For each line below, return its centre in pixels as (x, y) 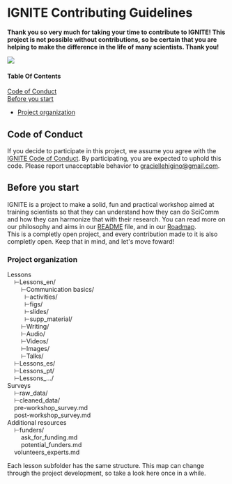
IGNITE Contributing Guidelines (100, 13)
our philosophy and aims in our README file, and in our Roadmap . (102, 226)
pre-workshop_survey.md (51, 408)
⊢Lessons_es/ (34, 364)
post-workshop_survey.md (52, 415)
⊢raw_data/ (31, 393)
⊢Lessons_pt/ (34, 371)
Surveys (19, 386)
